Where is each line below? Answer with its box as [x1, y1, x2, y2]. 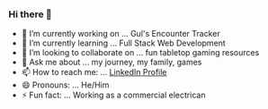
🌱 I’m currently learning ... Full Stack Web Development [21, 38, 226, 48]
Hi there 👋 [8, 8, 53, 21]
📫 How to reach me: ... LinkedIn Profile [21, 67, 167, 78]
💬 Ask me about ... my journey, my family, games [21, 57, 202, 68]
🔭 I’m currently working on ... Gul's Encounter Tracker [21, 29, 221, 39]
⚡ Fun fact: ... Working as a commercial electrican [21, 89, 206, 101]
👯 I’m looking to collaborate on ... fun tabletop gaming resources [21, 47, 260, 58]
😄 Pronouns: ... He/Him [21, 80, 110, 90]
